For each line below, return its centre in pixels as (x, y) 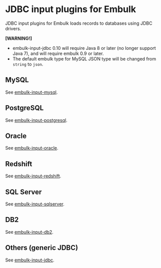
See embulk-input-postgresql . (36, 120)
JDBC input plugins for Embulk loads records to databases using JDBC (79, 23)
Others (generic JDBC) (42, 248)
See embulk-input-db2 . (30, 232)
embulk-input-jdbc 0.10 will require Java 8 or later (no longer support (84, 48)
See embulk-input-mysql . (32, 92)
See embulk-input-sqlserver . (35, 204)
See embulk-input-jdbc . (30, 260)
